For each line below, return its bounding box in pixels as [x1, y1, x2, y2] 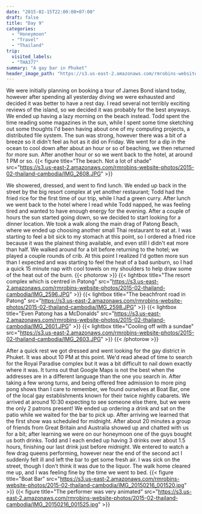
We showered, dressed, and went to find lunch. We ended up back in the [6, 182, 186, 189]
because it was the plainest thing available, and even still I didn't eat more [6, 239, 189, 247]
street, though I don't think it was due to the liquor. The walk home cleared [6, 462, 191, 470]
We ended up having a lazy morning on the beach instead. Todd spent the [6, 113, 189, 120]
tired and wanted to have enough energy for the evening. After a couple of [6, 207, 191, 215]
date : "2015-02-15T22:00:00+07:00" [6, 8, 96, 15]
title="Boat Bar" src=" [6, 475, 60, 483]
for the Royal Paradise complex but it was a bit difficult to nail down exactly [6, 360, 192, 368]
